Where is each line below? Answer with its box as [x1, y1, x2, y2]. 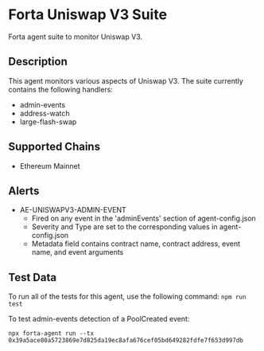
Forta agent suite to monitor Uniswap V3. [8, 32, 143, 41]
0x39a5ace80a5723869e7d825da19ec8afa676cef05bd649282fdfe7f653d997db [8, 337, 244, 345]
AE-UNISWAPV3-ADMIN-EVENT [19, 205, 127, 215]
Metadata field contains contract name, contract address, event [31, 239, 241, 248]
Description [8, 55, 68, 68]
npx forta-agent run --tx [8, 330, 94, 337]
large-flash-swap [19, 117, 77, 127]
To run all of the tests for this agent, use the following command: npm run [8, 292, 247, 302]
